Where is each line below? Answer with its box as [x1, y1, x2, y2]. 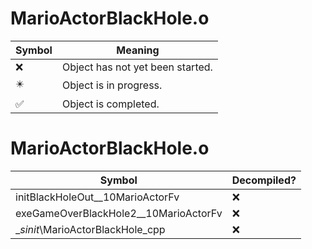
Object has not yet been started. [61, 60, 213, 74]
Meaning [116, 43, 160, 57]
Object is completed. [61, 97, 160, 111]
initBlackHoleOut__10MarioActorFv [15, 190, 180, 204]
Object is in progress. [61, 78, 163, 92]
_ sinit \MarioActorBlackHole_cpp [15, 222, 166, 236]
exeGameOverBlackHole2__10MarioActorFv [15, 206, 223, 220]
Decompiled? [231, 173, 297, 187]
